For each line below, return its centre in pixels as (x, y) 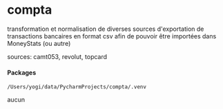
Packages (22, 72)
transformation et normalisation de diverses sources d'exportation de (106, 29)
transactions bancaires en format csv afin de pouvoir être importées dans (112, 36)
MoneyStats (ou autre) (39, 43)
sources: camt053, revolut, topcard (57, 56)
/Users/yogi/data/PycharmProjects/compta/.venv (77, 87)
